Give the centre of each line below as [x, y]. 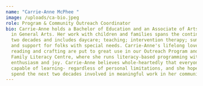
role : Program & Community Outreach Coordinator [68, 23]
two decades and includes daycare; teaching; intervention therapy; [99, 40]
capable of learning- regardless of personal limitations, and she [98, 68]
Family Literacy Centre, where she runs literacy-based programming [99, 57]
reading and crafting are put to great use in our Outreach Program [99, 51]
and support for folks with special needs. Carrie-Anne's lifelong [98, 46]
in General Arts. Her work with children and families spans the [95, 35]
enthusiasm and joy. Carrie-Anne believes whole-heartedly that [94, 62]
